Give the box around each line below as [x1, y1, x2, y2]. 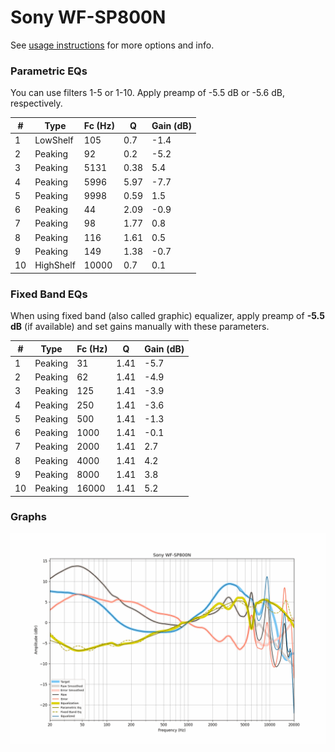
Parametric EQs [10, 64, 88, 78]
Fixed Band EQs [10, 287, 88, 301]
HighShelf [34, 259, 76, 271]
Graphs [10, 510, 47, 524]
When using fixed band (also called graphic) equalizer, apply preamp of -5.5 [10, 310, 325, 322]
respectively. [10, 97, 63, 110]
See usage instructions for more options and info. [10, 39, 215, 51]
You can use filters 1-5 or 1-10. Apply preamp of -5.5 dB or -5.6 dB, [10, 87, 285, 99]
